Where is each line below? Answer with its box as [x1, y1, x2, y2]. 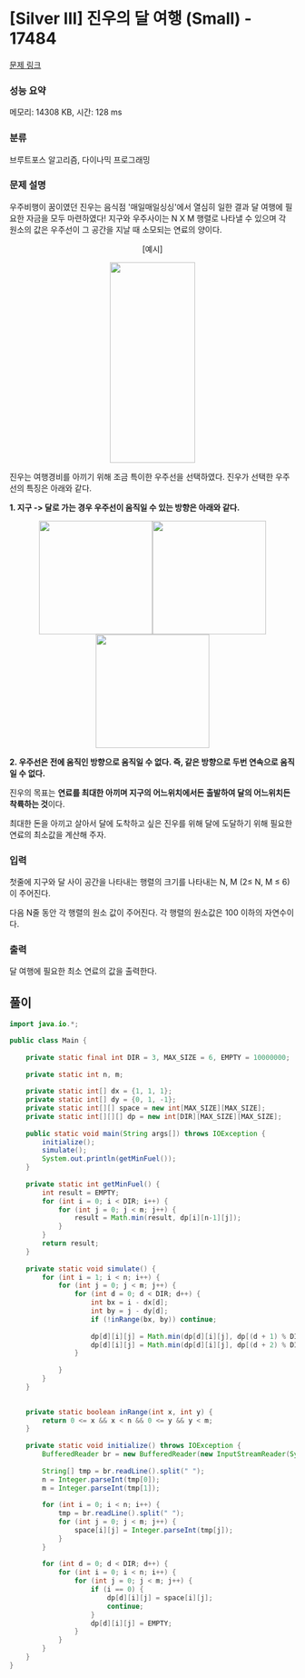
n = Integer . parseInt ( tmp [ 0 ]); [42, 1474, 161, 1484]
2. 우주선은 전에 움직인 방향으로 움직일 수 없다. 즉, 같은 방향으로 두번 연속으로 [9, 756, 279, 767]
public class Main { [9, 1036, 88, 1045]
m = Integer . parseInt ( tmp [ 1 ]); [42, 1483, 161, 1493]
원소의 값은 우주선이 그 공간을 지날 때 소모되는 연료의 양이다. [9, 224, 222, 235]
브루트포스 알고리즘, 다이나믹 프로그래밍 [9, 154, 151, 165]
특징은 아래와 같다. [25, 483, 93, 494]
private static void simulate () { [25, 1264, 156, 1273]
